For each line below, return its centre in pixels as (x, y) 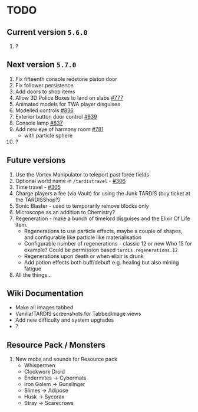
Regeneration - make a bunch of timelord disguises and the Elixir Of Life (103, 218)
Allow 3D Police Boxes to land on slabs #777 (69, 97)
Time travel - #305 (38, 187)
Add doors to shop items (45, 91)
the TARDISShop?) (38, 200)
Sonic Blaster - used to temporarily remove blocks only (82, 206)
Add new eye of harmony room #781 (59, 129)
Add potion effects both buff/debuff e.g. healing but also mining (101, 262)
